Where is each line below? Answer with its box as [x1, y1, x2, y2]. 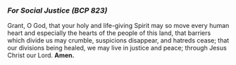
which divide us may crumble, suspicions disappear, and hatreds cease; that [7, 36, 230, 45]
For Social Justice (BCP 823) [7, 6, 108, 15]
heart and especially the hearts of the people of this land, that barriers [7, 29, 211, 37]
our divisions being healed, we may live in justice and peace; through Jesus [7, 44, 227, 52]
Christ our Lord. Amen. [7, 51, 75, 59]
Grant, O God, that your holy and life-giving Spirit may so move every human [7, 22, 230, 30]
